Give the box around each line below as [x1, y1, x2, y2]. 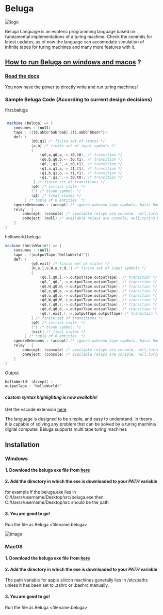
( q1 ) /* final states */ [31, 193, 81, 198]
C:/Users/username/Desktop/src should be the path [5, 500, 109, 505]
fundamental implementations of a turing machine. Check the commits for [5, 34, 153, 39]
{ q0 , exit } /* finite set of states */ [31, 261, 110, 266]
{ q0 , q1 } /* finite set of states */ [31, 139, 105, 144]
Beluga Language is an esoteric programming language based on [5, 28, 136, 34]
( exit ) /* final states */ [31, 329, 86, 334]
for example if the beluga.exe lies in [5, 489, 76, 495]
